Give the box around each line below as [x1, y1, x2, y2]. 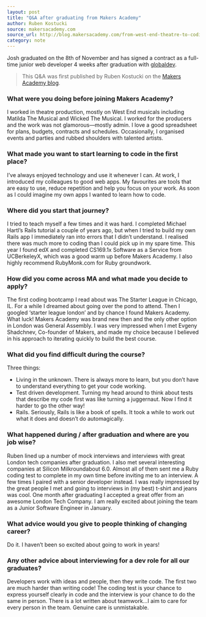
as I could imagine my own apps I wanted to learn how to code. [7, 191, 166, 198]
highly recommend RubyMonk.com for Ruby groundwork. [7, 259, 152, 267]
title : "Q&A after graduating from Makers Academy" [7, 15, 141, 21]
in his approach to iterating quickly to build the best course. [7, 335, 157, 343]
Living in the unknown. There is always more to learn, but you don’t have [15, 376, 199, 384]
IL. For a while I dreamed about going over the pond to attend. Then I [7, 303, 180, 310]
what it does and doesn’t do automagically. [15, 415, 124, 423]
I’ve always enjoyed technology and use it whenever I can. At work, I [7, 171, 180, 178]
